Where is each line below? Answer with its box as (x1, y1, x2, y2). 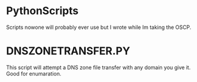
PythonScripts (6, 4, 79, 18)
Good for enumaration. (6, 70, 62, 77)
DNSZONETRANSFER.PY (6, 44, 130, 58)
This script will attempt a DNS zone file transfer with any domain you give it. (6, 64, 191, 71)
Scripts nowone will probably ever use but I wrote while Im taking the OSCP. (6, 24, 191, 31)
